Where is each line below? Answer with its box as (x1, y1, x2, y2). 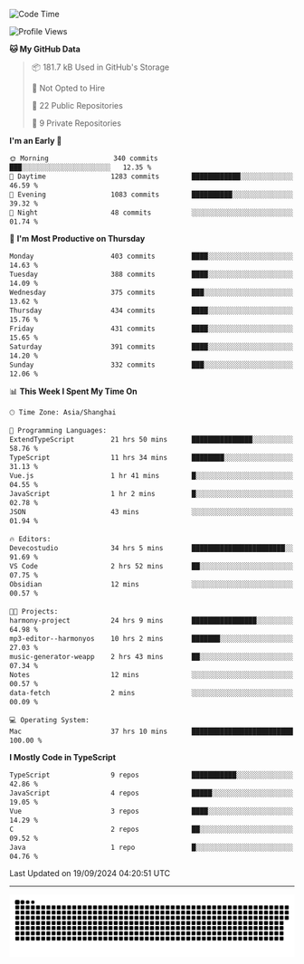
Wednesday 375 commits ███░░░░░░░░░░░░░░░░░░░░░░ (9, 288, 294, 297)
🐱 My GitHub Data (9, 43, 81, 54)
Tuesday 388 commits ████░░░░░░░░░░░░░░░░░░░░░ (9, 270, 294, 279)
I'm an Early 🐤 (9, 136, 62, 146)
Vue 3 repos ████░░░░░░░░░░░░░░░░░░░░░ (9, 807, 294, 816)
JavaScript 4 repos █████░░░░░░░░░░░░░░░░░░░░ (9, 788, 294, 797)
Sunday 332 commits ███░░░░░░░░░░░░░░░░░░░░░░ (9, 360, 294, 369)
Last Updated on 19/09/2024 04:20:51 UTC (9, 868, 170, 878)
